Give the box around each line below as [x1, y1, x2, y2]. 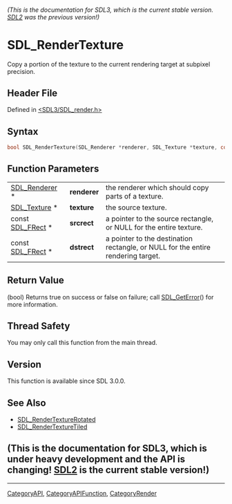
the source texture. [106, 203, 167, 212]
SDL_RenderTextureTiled [17, 422, 88, 431]
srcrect [69, 218, 95, 227]
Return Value [7, 274, 64, 286]
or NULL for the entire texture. [106, 222, 203, 232]
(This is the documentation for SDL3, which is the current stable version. [7, 6, 214, 14]
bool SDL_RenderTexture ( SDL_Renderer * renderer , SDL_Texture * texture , [7, 144, 217, 151]
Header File [7, 87, 58, 99]
